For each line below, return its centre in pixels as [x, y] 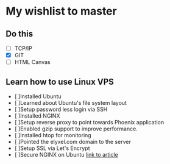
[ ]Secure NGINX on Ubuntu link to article [66, 155]
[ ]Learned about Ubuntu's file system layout [71, 103]
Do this [19, 34]
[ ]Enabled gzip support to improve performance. [76, 129]
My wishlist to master [61, 11]
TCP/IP [23, 48]
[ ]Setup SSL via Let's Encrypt [52, 148]
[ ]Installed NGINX [37, 116]
